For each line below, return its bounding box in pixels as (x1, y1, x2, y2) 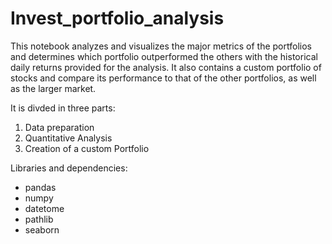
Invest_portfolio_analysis (10, 7, 225, 30)
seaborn (24, 223, 60, 236)
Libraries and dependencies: (10, 162, 128, 174)
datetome (24, 202, 65, 214)
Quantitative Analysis (24, 132, 113, 144)
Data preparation (24, 121, 95, 133)
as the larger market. (10, 82, 97, 94)
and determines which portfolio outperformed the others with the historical (10, 50, 318, 62)
